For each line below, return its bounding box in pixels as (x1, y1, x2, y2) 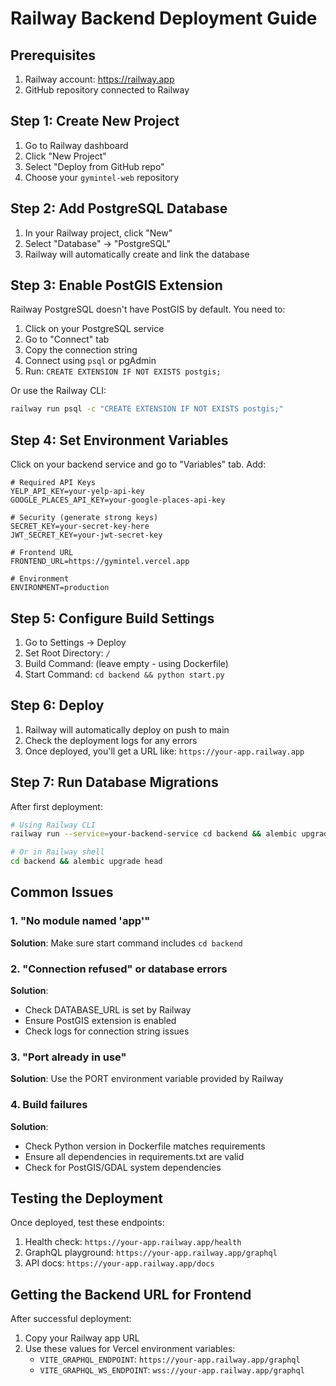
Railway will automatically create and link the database (24, 248, 250, 260)
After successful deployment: (10, 1313, 132, 1325)
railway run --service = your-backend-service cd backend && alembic (10, 829, 298, 839)
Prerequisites (10, 47, 96, 64)
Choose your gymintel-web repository (24, 171, 180, 183)
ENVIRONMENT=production (10, 583, 110, 593)
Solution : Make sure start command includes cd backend (10, 937, 243, 949)
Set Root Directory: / (24, 647, 111, 659)
